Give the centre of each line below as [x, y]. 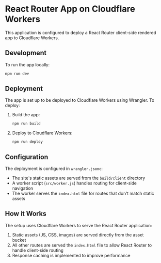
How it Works [26, 214]
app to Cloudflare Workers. [32, 38]
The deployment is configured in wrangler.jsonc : [54, 169]
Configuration [27, 157]
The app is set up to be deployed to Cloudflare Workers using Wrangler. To [80, 100]
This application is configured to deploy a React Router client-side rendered [81, 32]
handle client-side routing [38, 250]
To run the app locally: [27, 64]
